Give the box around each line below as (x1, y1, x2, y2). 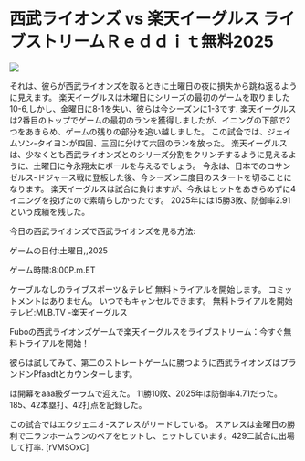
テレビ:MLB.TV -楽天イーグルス (9, 306, 128, 317)
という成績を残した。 (9, 206, 89, 217)
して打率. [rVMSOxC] (9, 441, 89, 453)
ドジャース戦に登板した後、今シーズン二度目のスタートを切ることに (37, 171, 292, 183)
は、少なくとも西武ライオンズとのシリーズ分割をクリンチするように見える (9, 148, 289, 160)
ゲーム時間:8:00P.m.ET (9, 264, 96, 275)
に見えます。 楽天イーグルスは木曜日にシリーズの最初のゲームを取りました (9, 91, 290, 102)
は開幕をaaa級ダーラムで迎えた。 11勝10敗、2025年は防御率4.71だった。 (9, 388, 283, 399)
